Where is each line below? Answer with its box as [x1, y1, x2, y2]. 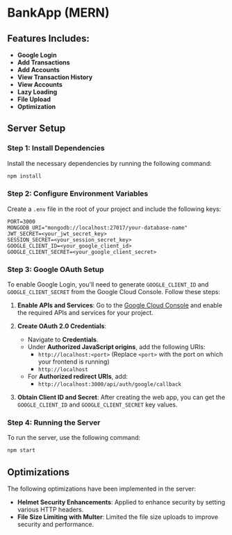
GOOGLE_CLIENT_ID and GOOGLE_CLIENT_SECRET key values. [17, 400, 179, 409]
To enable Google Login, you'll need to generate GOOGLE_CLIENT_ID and [7, 280, 209, 289]
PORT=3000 [7, 218, 36, 225]
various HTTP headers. [17, 505, 84, 514]
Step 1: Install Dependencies [7, 144, 106, 153]
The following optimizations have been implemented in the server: [7, 484, 197, 493]
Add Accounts [17, 66, 60, 74]
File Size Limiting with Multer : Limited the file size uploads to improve [17, 513, 219, 521]
